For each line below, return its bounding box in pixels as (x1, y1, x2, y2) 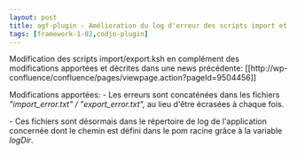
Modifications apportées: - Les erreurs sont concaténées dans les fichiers (9, 89, 280, 100)
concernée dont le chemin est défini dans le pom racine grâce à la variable (9, 126, 283, 136)
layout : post (9, 12, 58, 22)
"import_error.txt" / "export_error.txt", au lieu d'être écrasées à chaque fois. (9, 99, 285, 110)
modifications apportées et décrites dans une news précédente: (9, 63, 244, 73)
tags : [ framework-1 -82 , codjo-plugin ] (9, 29, 149, 38)
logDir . (9, 135, 34, 146)
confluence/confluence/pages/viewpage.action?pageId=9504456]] (9, 73, 257, 83)
